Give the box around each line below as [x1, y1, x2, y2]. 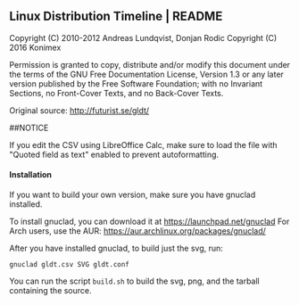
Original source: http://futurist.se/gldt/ [9, 104, 150, 116]
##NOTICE [9, 122, 49, 133]
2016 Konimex [9, 42, 62, 53]
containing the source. [9, 285, 92, 296]
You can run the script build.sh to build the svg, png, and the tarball [9, 276, 261, 286]
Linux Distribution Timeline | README [9, 9, 223, 24]
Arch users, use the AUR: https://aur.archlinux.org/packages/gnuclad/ [9, 226, 266, 236]
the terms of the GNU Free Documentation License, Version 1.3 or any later [9, 69, 284, 79]
